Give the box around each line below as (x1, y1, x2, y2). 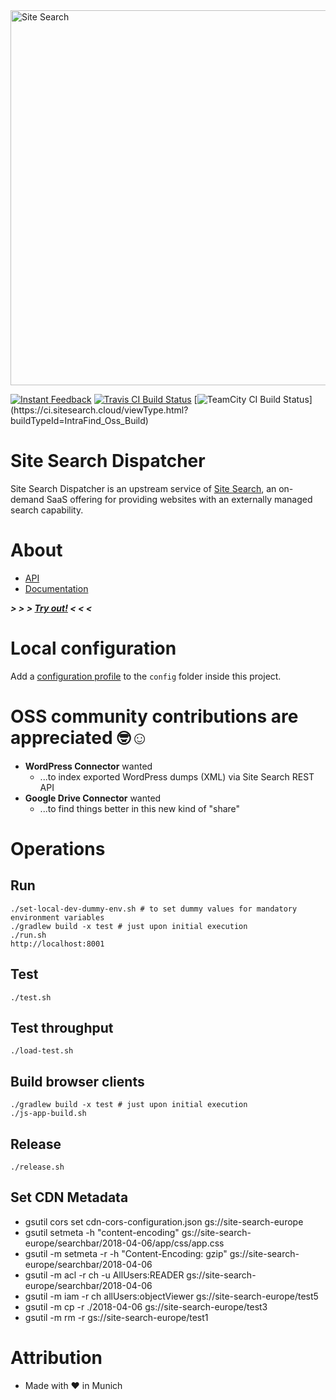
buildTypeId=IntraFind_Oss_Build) (10, 415, 149, 426)
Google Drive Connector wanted (24, 792, 162, 804)
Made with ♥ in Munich (24, 1379, 123, 1391)
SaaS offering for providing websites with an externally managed (46, 493, 313, 505)
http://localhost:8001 (10, 939, 105, 949)
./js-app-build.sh (10, 1109, 87, 1119)
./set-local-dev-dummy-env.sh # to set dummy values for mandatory (10, 904, 298, 914)
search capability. (10, 504, 84, 516)
